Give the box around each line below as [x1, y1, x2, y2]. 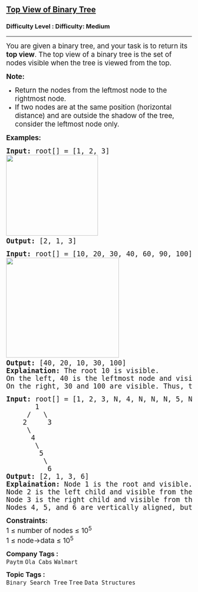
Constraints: [6, 516, 48, 525]
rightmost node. [14, 94, 67, 103]
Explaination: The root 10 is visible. [6, 366, 160, 375]
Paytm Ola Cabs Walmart [6, 558, 78, 566]
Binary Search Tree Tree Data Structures [6, 579, 136, 587]
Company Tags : [6, 550, 59, 558]
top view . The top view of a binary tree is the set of [6, 50, 172, 59]
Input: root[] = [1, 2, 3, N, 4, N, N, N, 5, [6, 394, 184, 403]
